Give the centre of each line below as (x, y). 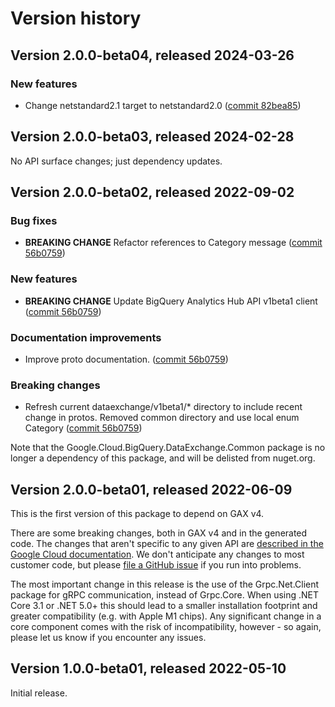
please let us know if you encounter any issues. (108, 638)
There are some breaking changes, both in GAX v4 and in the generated (159, 533)
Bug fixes (34, 220)
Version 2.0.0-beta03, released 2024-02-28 (152, 137)
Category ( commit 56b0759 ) (83, 428)
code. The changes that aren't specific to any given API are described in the (167, 544)
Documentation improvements (86, 337)
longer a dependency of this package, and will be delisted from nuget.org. (163, 458)
